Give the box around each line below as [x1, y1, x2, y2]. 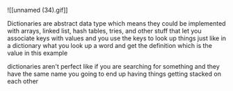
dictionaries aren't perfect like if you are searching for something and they [7, 63, 220, 70]
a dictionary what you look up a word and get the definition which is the [7, 42, 212, 49]
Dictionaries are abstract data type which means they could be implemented [7, 19, 226, 27]
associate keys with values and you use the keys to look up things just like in [7, 34, 227, 42]
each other [7, 77, 39, 85]
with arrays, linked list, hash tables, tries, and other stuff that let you [7, 27, 202, 35]
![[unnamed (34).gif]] [7, 6, 68, 14]
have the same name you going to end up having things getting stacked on [7, 69, 221, 78]
